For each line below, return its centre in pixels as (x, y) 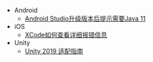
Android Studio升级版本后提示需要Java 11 (85, 18)
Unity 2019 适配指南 (54, 51)
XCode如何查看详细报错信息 (66, 35)
